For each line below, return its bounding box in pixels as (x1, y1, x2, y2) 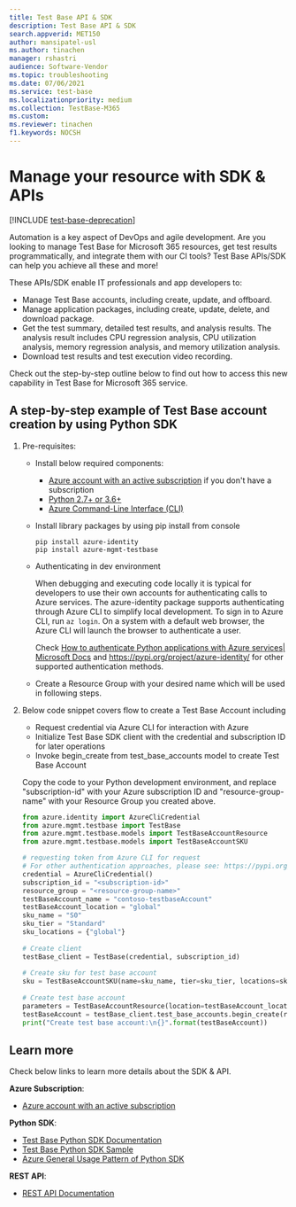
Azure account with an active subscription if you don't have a (48, 475, 272, 486)
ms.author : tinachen (9, 46, 86, 55)
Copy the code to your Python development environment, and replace (21, 776, 277, 787)
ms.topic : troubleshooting (9, 71, 109, 80)
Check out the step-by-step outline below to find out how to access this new (9, 368, 288, 378)
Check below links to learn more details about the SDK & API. (9, 1066, 231, 1077)
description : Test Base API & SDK (9, 21, 137, 30)
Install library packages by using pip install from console (34, 520, 240, 531)
